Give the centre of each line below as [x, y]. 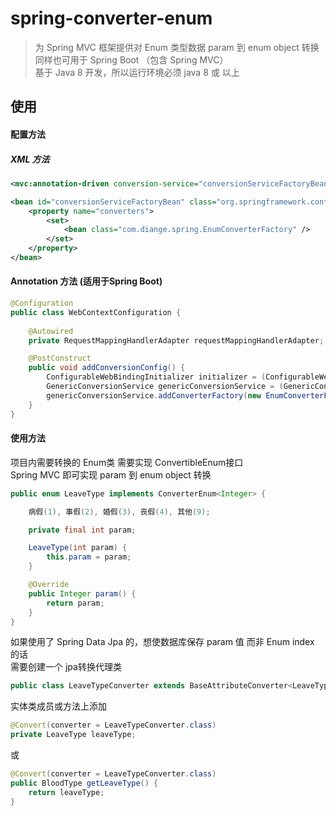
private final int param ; [82, 530]
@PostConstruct [60, 358]
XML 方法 [30, 159]
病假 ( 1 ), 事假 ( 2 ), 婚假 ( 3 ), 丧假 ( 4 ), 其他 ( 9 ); [119, 512]
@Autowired [51, 331]
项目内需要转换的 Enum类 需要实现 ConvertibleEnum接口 [127, 462]
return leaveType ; [66, 792]
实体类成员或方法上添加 [58, 706]
